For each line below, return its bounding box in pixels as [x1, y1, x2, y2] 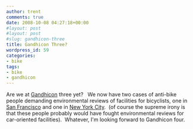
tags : [6, 63, 20, 70]
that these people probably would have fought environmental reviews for [6, 110, 184, 117]
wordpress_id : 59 [6, 47, 49, 53]
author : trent [6, 8, 42, 15]
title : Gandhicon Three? [6, 42, 68, 48]
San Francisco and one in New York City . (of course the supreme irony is [6, 104, 185, 111]
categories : [6, 53, 36, 59]
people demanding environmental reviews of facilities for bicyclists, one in [6, 97, 188, 104]
